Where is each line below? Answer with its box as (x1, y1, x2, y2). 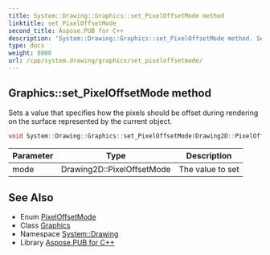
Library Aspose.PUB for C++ (19, 238, 115, 248)
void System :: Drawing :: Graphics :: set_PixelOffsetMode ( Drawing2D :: (8, 132, 235, 140)
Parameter (12, 150, 54, 161)
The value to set (178, 163, 239, 175)
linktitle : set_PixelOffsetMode (8, 19, 117, 27)
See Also (8, 191, 54, 204)
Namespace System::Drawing (19, 229, 119, 239)
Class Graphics (19, 220, 71, 230)
